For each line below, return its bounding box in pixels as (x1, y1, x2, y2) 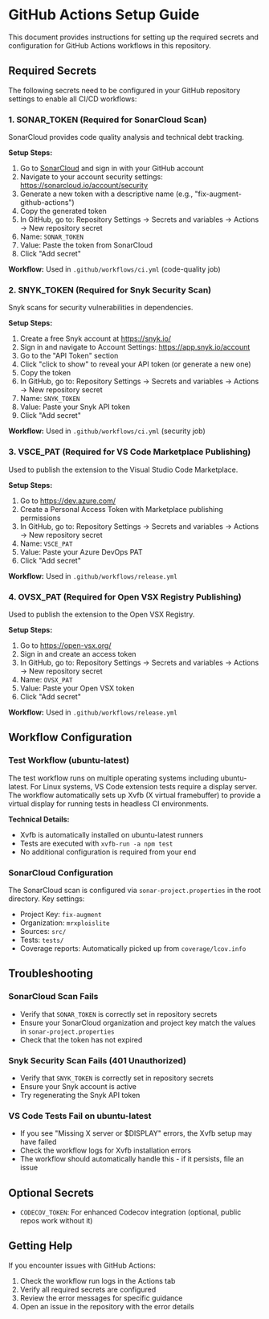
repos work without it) (19, 1216, 93, 1226)
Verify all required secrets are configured (19, 1284, 157, 1294)
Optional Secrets (8, 1186, 95, 1199)
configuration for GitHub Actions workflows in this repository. (8, 40, 211, 50)
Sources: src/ (19, 926, 67, 936)
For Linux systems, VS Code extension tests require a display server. (30, 781, 258, 791)
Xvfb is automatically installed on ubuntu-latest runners (19, 829, 203, 839)
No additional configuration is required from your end (19, 846, 197, 857)
